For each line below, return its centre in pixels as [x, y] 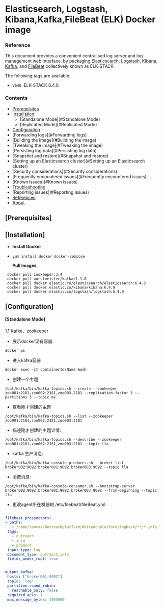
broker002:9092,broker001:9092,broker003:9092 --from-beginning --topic [81, 490]
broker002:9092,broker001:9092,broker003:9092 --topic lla [67, 467]
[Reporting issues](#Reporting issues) [51, 192]
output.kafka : [20, 572]
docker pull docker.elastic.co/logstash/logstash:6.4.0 [66, 291]
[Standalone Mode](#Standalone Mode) [60, 119]
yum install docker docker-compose [49, 256]
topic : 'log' [21, 581]
